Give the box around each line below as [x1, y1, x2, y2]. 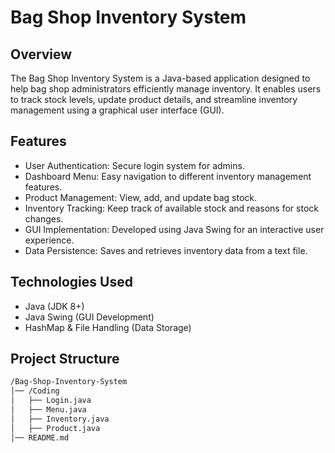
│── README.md [10, 432, 70, 443]
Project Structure [10, 351, 120, 368]
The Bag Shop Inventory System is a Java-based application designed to [10, 72, 311, 84]
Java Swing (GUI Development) [24, 311, 155, 323]
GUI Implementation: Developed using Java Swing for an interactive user [24, 223, 325, 235]
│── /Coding [10, 386, 60, 396]
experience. [24, 234, 75, 246]
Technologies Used [10, 274, 133, 291]
